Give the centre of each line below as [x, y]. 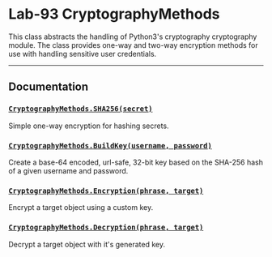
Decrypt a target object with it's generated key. [87, 244]
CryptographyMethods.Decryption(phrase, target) [106, 227]
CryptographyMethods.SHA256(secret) [81, 109]
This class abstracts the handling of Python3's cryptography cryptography [133, 36]
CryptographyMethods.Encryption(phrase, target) [106, 191]
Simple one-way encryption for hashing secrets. [89, 126]
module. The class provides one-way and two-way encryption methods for [133, 45]
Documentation [49, 87]
